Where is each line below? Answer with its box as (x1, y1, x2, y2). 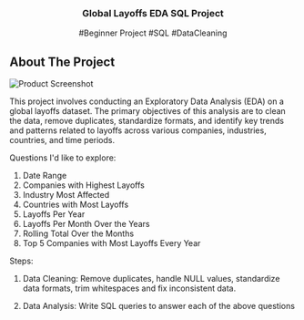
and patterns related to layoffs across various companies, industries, (9, 125, 267, 136)
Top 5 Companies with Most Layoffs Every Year (22, 238, 201, 249)
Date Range (22, 170, 67, 181)
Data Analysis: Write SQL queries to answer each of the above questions (22, 301, 296, 312)
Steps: (9, 255, 34, 266)
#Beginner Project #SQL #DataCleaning (78, 27, 228, 38)
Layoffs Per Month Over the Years (22, 219, 150, 230)
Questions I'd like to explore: (9, 152, 117, 163)
